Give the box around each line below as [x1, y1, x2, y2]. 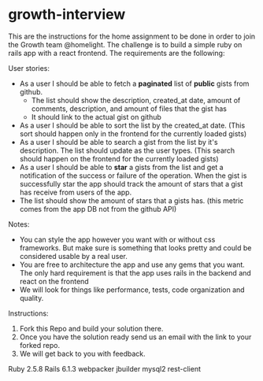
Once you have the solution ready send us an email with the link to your [19, 332, 252, 342]
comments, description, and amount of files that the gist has [31, 104, 227, 113]
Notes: [8, 219, 30, 229]
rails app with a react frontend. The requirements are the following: [8, 48, 225, 57]
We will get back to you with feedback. [19, 349, 146, 358]
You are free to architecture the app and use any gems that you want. [19, 260, 246, 269]
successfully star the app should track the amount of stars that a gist [19, 179, 243, 188]
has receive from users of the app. [19, 187, 132, 197]
